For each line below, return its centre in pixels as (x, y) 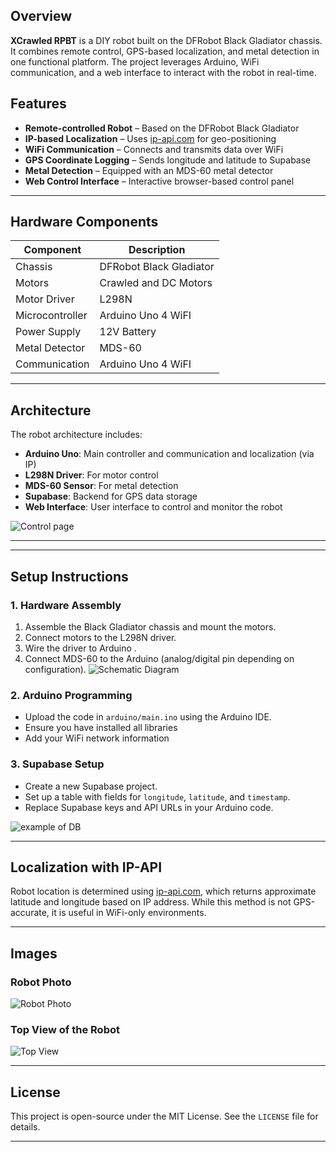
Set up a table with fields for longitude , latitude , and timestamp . (157, 796)
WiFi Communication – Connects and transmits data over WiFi (154, 149)
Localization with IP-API (86, 867)
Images (34, 953)
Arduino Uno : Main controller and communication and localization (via (169, 454)
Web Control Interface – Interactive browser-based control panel (159, 181)
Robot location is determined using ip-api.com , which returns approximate (163, 891)
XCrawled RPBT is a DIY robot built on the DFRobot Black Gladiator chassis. (166, 40)
